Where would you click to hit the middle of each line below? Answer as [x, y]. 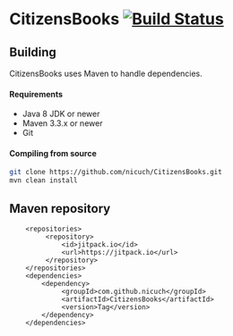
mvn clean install [43, 181]
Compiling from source [53, 153]
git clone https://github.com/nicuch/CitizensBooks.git [116, 172]
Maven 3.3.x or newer [62, 123]
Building [33, 52]
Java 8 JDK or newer [61, 114]
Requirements [36, 94]
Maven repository [60, 209]
